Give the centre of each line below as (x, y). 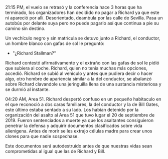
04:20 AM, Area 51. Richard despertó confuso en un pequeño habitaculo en (83, 99)
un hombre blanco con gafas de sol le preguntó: (55, 43)
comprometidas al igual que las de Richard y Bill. (55, 151)
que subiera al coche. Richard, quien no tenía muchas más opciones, (76, 68)
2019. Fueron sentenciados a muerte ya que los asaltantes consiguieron (79, 120)
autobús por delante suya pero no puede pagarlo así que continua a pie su (82, 23)
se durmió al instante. (28, 89)
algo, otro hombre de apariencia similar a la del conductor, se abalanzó (78, 79)
